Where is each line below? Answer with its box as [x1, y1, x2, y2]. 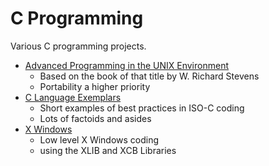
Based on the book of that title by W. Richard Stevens [39, 70, 260, 82]
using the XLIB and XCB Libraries [39, 144, 177, 156]
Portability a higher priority [39, 80, 151, 92]
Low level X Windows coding [39, 133, 160, 146]
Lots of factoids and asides [39, 112, 152, 124]
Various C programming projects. [10, 40, 147, 52]
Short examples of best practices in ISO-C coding [39, 102, 245, 114]
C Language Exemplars [24, 91, 122, 103]
